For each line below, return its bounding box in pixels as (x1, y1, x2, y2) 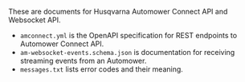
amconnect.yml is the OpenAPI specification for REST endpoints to (19, 31, 238, 40)
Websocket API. (8, 15, 62, 25)
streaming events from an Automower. (19, 56, 147, 65)
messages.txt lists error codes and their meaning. (19, 64, 183, 74)
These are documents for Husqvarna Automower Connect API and (8, 7, 228, 16)
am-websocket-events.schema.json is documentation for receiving (19, 48, 235, 57)
